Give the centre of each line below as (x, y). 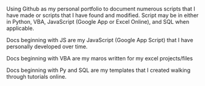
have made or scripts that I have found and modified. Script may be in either (102, 15)
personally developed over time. (47, 46)
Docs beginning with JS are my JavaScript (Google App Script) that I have (100, 40)
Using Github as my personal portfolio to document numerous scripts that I (101, 9)
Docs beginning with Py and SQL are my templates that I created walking (99, 70)
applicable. (20, 28)
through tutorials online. (37, 77)
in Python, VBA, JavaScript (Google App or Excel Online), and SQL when (98, 22)
